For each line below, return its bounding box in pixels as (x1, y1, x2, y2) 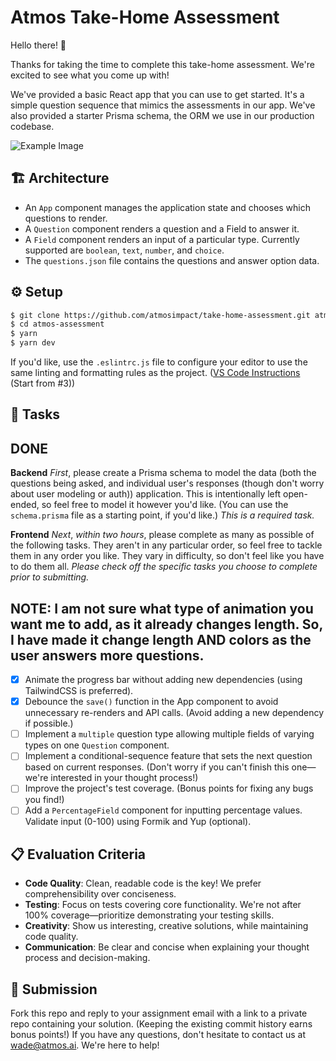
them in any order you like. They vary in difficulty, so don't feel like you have (10, 550, 325, 562)
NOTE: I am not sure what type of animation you (10, 600, 314, 617)
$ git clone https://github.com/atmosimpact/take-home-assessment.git (10, 310, 311, 320)
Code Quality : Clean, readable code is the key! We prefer (24, 877, 262, 890)
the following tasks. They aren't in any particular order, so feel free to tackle (10, 539, 323, 551)
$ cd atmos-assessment (10, 319, 105, 330)
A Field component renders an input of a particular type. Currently (24, 233, 300, 245)
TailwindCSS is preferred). (24, 685, 134, 697)
